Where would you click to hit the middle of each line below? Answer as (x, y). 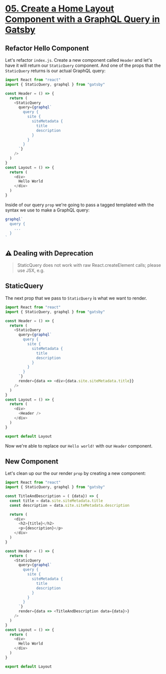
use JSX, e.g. (31, 271)
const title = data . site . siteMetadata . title (56, 501)
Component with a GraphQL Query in (83, 19)
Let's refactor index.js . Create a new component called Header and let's (79, 60)
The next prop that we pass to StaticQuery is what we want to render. (76, 298)
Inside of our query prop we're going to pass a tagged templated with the (80, 205)
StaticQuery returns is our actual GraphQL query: (55, 71)
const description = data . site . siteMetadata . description (70, 505)
